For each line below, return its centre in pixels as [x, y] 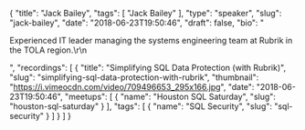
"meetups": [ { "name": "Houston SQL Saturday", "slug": [170, 96]
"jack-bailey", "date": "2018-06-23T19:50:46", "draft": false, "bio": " [137, 23]
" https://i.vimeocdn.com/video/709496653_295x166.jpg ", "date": [132, 87]
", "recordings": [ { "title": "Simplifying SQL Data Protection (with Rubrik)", [147, 68]
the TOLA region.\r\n [48, 50]
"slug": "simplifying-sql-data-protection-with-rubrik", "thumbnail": [134, 77]
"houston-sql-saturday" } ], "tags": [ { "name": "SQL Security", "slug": [141, 106]
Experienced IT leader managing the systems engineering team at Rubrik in [151, 40]
